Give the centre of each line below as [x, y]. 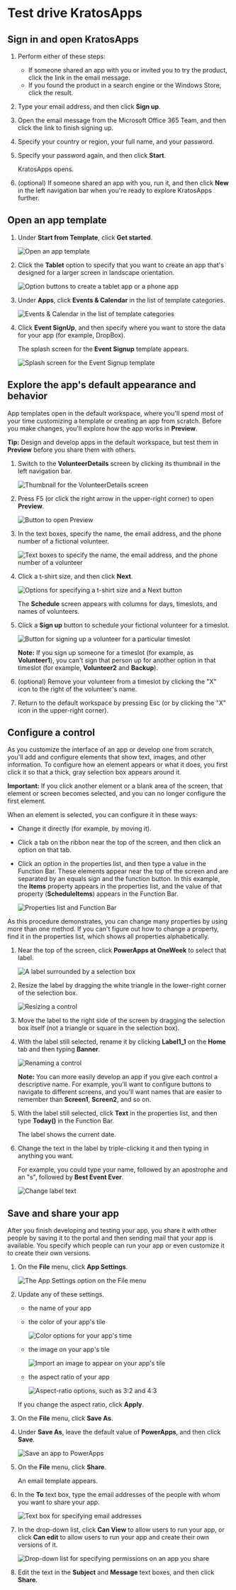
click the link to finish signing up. [66, 128]
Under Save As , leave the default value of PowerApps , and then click [119, 1432]
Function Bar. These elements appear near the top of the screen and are [123, 871]
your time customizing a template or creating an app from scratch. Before [114, 421]
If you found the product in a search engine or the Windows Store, [125, 85]
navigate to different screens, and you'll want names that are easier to [119, 1092]
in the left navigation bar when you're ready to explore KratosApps [115, 190]
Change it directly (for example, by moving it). [84, 828]
